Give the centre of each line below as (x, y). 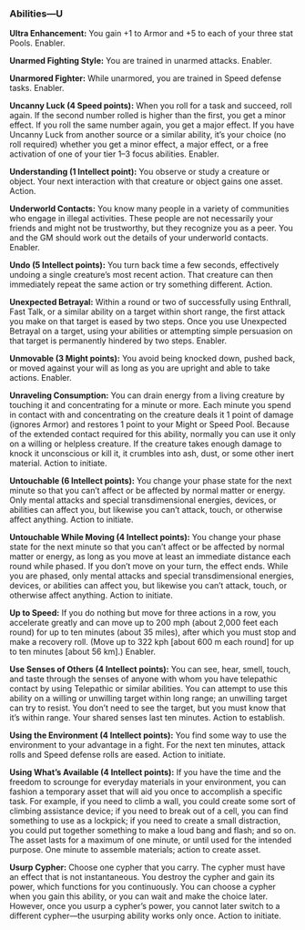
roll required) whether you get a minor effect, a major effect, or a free (139, 145)
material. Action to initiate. (58, 464)
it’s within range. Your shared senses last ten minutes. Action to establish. (147, 718)
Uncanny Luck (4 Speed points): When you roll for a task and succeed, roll (151, 106)
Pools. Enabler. (37, 43)
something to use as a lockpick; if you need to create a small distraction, (145, 821)
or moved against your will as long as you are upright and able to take (140, 368)
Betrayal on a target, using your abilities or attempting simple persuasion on (151, 332)
